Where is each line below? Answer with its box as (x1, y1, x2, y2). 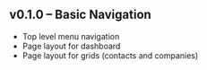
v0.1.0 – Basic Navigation (9, 7, 152, 22)
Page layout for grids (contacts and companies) (22, 49, 199, 61)
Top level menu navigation (22, 31, 120, 41)
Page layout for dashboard (22, 40, 121, 51)
